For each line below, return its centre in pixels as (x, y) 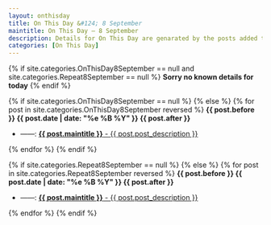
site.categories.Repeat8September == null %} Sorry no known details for (131, 77)
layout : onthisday (39, 16)
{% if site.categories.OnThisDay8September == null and (102, 68)
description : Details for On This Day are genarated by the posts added (133, 38)
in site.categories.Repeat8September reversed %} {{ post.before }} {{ (125, 174)
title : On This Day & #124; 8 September (75, 23)
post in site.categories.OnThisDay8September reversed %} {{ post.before (132, 110)
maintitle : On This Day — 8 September (73, 31)
